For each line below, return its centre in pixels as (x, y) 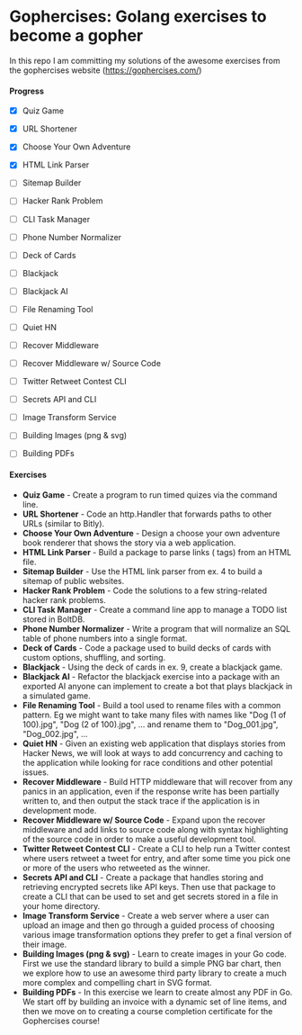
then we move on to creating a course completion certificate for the (147, 1011)
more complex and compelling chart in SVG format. (117, 982)
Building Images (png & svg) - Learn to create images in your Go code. (155, 954)
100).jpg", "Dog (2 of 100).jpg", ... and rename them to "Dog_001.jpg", (150, 724)
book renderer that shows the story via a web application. (129, 543)
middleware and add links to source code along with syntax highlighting (155, 829)
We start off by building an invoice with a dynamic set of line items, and (155, 1002)
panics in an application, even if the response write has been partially (151, 791)
